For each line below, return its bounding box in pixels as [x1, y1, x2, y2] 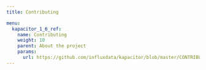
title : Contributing [6, 9, 59, 15]
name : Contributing [17, 31, 67, 37]
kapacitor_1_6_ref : [12, 26, 62, 32]
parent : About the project [17, 43, 86, 49]
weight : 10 [17, 37, 45, 44]
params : [17, 49, 37, 55]
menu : [6, 20, 20, 26]
